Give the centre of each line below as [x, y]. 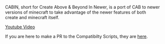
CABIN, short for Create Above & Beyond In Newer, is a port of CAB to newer [82, 7]
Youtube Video [20, 27]
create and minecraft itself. [32, 17]
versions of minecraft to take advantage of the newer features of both [76, 12]
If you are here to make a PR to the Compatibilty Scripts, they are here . [77, 36]
